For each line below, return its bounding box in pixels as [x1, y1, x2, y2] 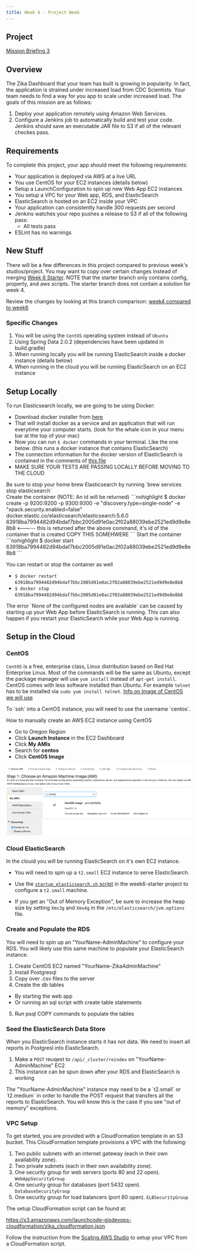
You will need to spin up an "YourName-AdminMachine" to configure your [6, 938, 185, 945]
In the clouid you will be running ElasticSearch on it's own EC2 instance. [6, 857, 181, 865]
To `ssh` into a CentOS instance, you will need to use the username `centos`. [6, 705, 191, 712]
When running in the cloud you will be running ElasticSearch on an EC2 [14, 363, 186, 370]
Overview [6, 65, 43, 75]
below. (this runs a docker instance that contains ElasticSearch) [14, 444, 168, 451]
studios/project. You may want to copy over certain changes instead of [6, 268, 178, 275]
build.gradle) [14, 345, 46, 352]
